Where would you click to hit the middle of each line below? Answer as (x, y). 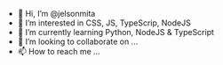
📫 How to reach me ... (59, 51)
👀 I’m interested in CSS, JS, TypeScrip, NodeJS (104, 23)
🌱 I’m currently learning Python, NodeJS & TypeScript (116, 32)
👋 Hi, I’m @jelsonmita (56, 14)
